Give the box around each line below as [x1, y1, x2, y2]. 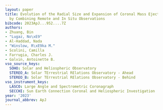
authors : [5, 25, 23, 30]
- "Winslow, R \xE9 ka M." [5, 43, 55, 48]
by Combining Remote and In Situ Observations [9, 16, 105, 21]
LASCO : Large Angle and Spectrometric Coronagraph [9, 84, 114, 89]
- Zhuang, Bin [5, 30, 34, 35]
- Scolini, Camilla [5, 48, 45, 53]
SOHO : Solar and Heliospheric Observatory [9, 66, 97, 71]
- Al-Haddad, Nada [5, 39, 42, 44]
